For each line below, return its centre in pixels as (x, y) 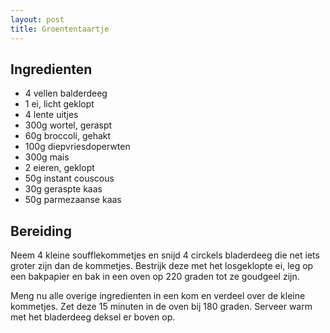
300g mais (47, 157)
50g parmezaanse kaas (73, 200)
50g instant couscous (69, 178)
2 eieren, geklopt (59, 168)
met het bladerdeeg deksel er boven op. (93, 317)
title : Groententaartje (60, 29)
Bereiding (41, 231)
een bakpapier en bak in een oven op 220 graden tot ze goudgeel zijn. (155, 277)
